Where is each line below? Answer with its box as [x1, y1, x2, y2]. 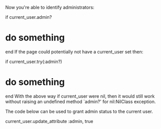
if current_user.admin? [5, 14, 52, 20]
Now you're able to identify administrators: [5, 5, 95, 10]
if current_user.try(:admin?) [5, 58, 62, 64]
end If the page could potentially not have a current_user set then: [5, 48, 144, 55]
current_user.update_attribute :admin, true [5, 118, 93, 124]
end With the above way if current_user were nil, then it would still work [5, 93, 155, 99]
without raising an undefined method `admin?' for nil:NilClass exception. [5, 99, 156, 105]
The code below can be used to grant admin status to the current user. [5, 108, 153, 114]
